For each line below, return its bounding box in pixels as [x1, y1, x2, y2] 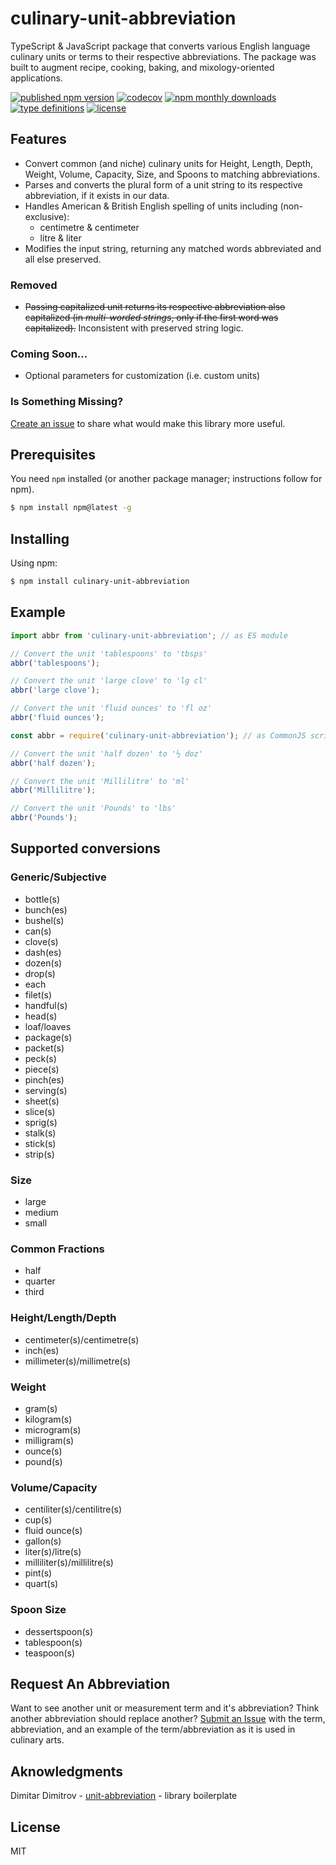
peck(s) [24, 1052, 57, 1064]
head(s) [24, 1010, 58, 1022]
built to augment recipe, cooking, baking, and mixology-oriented [10, 61, 275, 73]
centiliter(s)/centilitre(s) [24, 1503, 123, 1516]
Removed [10, 278, 58, 292]
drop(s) [24, 967, 56, 979]
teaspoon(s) [24, 1647, 76, 1659]
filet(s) [24, 988, 53, 1001]
